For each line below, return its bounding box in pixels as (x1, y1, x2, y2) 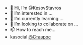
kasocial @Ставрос (10, 34, 51, 40)
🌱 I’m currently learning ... (10, 16, 64, 21)
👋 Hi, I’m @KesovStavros (10, 5, 61, 11)
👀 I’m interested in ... (10, 10, 53, 16)
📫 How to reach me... (10, 27, 56, 32)
